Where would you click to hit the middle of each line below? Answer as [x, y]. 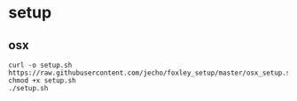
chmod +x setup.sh [42, 81]
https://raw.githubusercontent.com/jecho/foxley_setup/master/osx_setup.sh [151, 73]
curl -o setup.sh [40, 65]
